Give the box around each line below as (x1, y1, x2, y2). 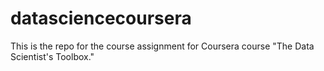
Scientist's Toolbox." (10, 50, 95, 62)
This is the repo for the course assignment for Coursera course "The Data (10, 40, 315, 52)
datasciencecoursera (10, 7, 192, 30)
